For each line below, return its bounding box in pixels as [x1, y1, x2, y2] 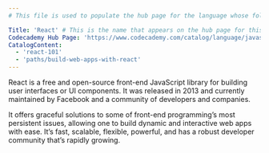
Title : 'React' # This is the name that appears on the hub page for [8, 25, 246, 34]
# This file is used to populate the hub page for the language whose [8, 11, 249, 20]
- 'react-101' [15, 49, 62, 57]
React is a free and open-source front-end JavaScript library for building [8, 77, 248, 87]
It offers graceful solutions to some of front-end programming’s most [8, 110, 236, 120]
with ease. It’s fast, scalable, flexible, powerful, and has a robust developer [8, 127, 255, 136]
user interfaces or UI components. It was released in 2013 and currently [8, 86, 245, 96]
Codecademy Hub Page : [8, 33, 81, 41]
